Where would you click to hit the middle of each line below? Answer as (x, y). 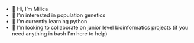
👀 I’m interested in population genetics (58, 15)
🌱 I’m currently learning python (49, 21)
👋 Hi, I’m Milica (30, 9)
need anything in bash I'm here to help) (59, 34)
